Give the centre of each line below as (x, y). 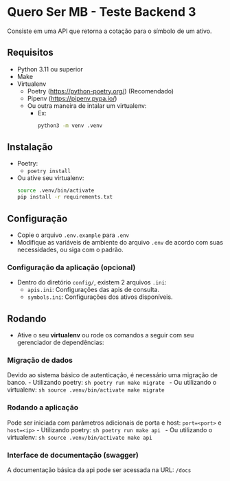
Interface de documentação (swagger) (73, 455)
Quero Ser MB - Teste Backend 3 (102, 12)
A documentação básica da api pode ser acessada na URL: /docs (99, 470)
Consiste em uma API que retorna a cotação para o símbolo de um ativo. (110, 31)
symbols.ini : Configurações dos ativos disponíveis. (100, 297)
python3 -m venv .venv (70, 125)
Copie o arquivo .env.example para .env (73, 235)
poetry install (49, 171)
